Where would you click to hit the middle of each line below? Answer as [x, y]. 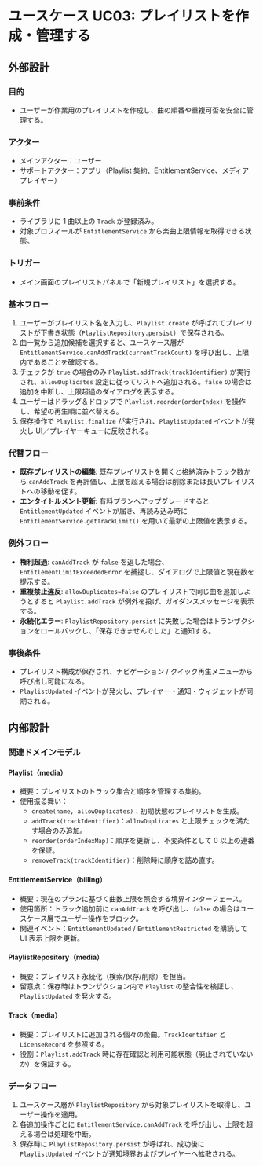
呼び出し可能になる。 [54, 681]
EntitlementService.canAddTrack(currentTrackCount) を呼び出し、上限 [134, 352]
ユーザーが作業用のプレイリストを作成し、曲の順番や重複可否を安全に [133, 110]
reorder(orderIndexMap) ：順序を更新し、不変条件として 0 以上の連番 [143, 841]
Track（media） [35, 1015]
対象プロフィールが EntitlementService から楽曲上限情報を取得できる [132, 231]
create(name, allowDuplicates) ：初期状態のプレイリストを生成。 [137, 811]
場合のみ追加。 [62, 830]
